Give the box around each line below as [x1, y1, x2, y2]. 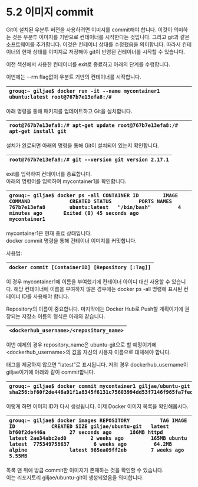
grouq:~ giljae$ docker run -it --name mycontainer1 [9, 87, 160, 94]
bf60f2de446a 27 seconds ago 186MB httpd [9, 429, 163, 436]
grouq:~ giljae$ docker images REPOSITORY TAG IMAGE [9, 417, 187, 424]
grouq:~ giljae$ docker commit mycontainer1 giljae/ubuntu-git [9, 383, 190, 390]
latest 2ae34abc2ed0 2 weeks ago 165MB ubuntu [9, 434, 187, 442]
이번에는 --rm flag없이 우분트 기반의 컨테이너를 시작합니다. [6, 73, 141, 80]
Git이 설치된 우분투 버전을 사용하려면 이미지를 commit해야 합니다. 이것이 [6, 26, 173, 33]
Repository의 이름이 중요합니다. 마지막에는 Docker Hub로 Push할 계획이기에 [6, 305, 184, 312]
